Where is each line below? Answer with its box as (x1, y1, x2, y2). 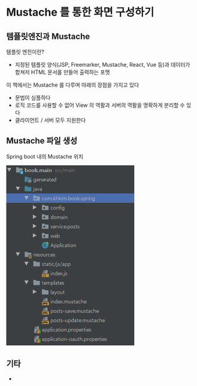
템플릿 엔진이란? (6, 49, 45, 55)
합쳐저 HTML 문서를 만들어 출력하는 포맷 (14, 68, 110, 76)
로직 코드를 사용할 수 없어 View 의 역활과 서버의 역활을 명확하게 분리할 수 (14, 101, 185, 109)
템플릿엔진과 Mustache (6, 31, 90, 41)
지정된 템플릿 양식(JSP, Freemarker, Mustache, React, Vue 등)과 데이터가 (14, 61, 190, 68)
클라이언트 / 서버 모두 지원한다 (14, 116, 86, 124)
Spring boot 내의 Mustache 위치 (6, 152, 84, 160)
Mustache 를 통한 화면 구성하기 (6, 5, 154, 19)
